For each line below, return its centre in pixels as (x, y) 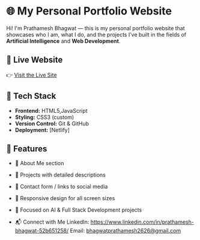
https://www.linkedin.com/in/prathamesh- (142, 222)
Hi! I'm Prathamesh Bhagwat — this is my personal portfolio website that (95, 28)
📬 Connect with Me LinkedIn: (52, 222)
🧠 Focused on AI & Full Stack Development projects (78, 210)
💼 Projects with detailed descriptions (60, 175)
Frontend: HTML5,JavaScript (51, 110)
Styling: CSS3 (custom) (44, 117)
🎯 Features (27, 149)
